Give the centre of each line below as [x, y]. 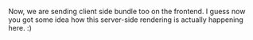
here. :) [20, 28]
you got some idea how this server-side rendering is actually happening [126, 20]
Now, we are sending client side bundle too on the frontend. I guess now [127, 11]
